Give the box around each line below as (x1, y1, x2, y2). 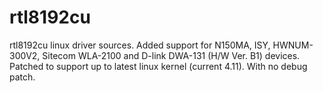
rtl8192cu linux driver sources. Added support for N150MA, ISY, (9, 39, 271, 51)
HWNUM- (272, 39, 314, 51)
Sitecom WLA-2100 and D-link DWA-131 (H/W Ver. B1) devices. (42, 49, 301, 61)
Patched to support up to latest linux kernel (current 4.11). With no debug (9, 60, 308, 72)
